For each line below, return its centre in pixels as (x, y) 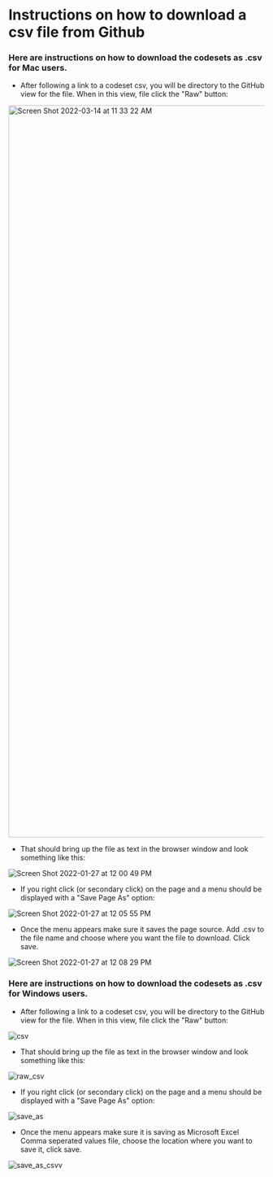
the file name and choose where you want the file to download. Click (135, 938)
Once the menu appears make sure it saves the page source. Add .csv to (142, 930)
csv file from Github (77, 32)
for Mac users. (38, 68)
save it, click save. (51, 1149)
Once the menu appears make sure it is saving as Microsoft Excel (130, 1131)
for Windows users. (48, 994)
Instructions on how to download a (128, 15)
